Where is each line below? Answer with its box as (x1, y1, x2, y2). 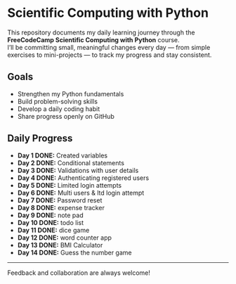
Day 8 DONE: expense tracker (17, 203, 105, 212)
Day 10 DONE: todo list (17, 218, 84, 226)
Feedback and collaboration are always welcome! (7, 269, 151, 277)
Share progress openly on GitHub (17, 112, 114, 120)
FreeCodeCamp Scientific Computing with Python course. (7, 35, 181, 44)
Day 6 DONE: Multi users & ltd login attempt (17, 188, 145, 197)
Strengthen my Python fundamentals (17, 89, 124, 98)
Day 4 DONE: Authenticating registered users (17, 174, 150, 182)
